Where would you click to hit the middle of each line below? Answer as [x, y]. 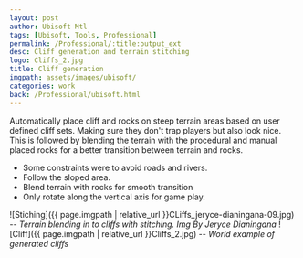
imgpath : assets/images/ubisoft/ [73, 78]
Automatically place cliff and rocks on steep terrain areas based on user [145, 121]
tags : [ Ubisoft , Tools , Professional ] [83, 35]
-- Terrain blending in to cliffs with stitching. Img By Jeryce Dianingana [143, 224]
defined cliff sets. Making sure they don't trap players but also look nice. [146, 130]
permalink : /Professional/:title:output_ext [95, 43]
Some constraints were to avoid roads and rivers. [115, 167]
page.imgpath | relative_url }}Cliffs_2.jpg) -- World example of [159, 233]
